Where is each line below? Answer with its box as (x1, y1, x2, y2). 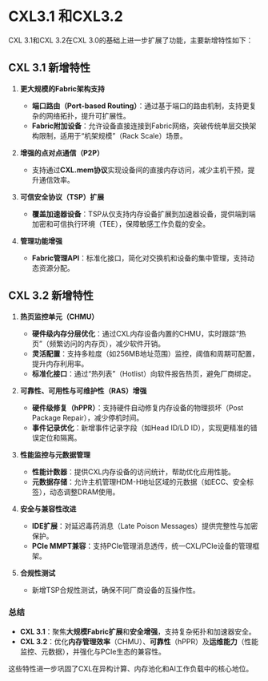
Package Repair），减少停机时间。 (31, 413, 144, 422)
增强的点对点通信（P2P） (19, 147, 104, 157)
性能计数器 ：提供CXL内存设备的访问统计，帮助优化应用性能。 (31, 466, 236, 477)
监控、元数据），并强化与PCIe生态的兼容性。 (19, 647, 166, 656)
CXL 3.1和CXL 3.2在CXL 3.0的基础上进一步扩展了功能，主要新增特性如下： (8, 35, 254, 45)
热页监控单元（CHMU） (19, 312, 98, 321)
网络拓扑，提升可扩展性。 (46, 111, 130, 120)
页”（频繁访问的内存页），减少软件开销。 (31, 338, 166, 349)
